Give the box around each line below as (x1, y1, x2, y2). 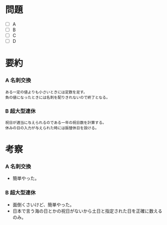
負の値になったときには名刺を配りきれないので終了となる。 (5, 95, 110, 100)
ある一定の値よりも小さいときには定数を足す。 (5, 90, 88, 95)
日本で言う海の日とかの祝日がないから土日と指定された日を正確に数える (12, 208, 162, 214)
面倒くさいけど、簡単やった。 (12, 201, 74, 207)
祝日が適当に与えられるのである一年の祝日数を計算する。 (5, 120, 107, 125)
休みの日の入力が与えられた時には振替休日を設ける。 (5, 125, 99, 130)
